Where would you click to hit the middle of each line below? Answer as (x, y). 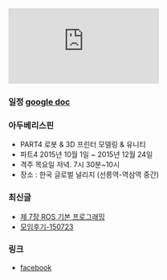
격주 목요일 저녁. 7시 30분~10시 (70, 165)
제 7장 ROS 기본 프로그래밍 (63, 216)
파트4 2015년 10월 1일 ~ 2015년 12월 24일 (86, 154)
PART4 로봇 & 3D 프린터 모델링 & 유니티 (83, 145)
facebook (36, 267)
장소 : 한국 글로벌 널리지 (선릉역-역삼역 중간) (89, 175)
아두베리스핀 (31, 126)
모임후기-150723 (47, 226)
